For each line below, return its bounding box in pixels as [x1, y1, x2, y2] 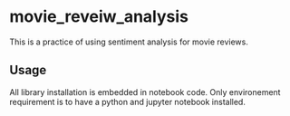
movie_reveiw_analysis [9, 6, 188, 27]
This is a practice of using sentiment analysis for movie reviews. [9, 36, 249, 47]
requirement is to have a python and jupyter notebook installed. [9, 96, 246, 107]
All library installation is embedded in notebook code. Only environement [9, 86, 281, 97]
